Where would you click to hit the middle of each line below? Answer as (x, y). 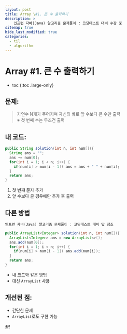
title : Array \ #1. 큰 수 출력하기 (37, 14)
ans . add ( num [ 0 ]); (27, 242)
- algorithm (21, 46)
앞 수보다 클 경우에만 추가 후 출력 (43, 196)
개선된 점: (19, 298)
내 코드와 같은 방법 (29, 275)
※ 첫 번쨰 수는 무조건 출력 (41, 120)
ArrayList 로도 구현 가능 (35, 316)
